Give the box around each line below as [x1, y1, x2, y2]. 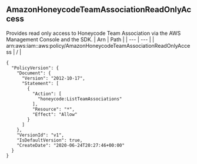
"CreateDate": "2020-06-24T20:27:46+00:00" [16, 142, 125, 148]
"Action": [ [32, 91, 62, 97]
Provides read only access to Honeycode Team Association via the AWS [6, 29, 181, 37]
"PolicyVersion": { [11, 65, 59, 71]
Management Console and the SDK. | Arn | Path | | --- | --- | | [6, 35, 155, 43]
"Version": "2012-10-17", [21, 75, 85, 81]
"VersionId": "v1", [16, 132, 65, 138]
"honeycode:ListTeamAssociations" [37, 96, 122, 102]
